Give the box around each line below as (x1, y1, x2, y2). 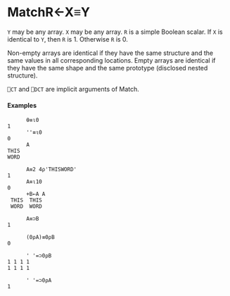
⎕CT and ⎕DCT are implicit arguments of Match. (7, 85, 139, 93)
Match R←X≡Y (7, 4, 90, 20)
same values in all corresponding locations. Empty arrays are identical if (7, 56, 216, 64)
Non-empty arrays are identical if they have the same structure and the (7, 49, 213, 57)
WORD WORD (10, 203, 42, 210)
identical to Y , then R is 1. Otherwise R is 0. (7, 35, 129, 43)
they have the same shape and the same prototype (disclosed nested (7, 63, 208, 72)
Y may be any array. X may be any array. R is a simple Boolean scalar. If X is (7, 27, 223, 36)
